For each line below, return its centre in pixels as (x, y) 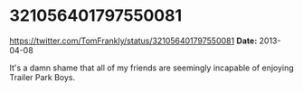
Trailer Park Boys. (43, 77)
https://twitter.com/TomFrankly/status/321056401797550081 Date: (133, 41)
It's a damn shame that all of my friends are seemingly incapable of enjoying (151, 68)
